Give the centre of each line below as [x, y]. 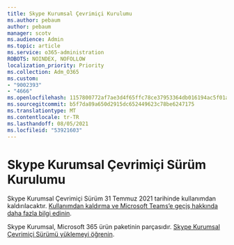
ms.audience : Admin [36, 40]
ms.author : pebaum [34, 20]
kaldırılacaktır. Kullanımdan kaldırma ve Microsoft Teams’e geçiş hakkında [112, 206]
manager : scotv [29, 33]
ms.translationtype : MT [42, 111]
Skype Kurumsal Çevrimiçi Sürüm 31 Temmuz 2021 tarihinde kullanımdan [112, 198]
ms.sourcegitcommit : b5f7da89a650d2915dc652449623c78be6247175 [101, 104]
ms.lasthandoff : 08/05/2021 [48, 124]
